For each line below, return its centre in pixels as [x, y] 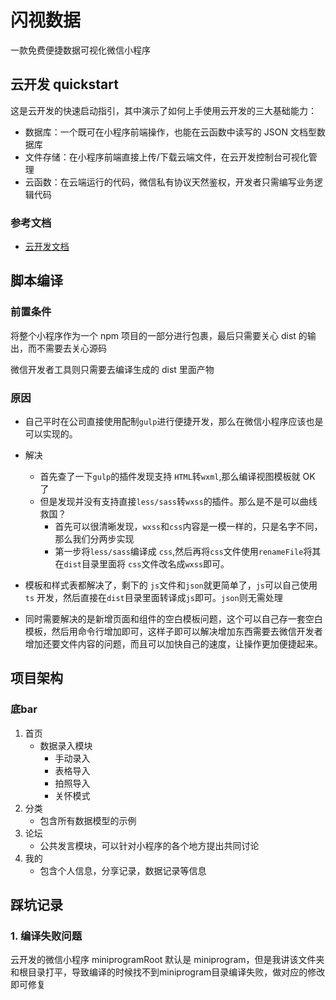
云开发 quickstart [64, 84]
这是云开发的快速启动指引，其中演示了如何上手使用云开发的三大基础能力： [163, 110]
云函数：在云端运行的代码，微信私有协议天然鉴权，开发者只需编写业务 [169, 182]
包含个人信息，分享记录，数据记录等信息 [123, 870]
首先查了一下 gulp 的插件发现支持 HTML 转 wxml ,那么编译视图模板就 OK [177, 477]
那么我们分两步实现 [94, 539]
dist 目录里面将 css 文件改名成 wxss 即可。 [146, 564]
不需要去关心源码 [71, 348]
